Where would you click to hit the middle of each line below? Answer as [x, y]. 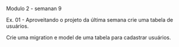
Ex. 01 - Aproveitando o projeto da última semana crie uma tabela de [90, 20]
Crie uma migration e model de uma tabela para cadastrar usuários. [89, 37]
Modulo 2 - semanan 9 [34, 9]
